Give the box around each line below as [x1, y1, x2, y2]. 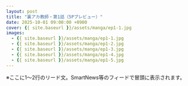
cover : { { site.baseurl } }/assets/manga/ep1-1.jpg [6, 24, 132, 31]
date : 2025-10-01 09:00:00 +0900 [6, 19, 88, 25]
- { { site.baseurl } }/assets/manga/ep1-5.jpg [11, 57, 124, 63]
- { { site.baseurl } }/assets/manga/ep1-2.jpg [11, 41, 124, 47]
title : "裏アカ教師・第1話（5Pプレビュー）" [6, 14, 103, 20]
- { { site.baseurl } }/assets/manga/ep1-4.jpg [11, 52, 124, 58]
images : [6, 30, 25, 36]
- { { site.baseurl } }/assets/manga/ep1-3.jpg [11, 46, 124, 52]
